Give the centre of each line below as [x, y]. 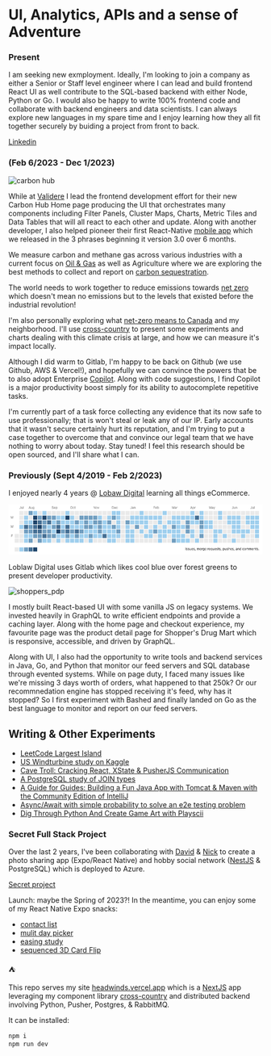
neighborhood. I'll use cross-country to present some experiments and [126, 329]
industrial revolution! [42, 304]
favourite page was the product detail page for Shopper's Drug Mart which [132, 633]
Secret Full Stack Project [57, 834]
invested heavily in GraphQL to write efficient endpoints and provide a [124, 616]
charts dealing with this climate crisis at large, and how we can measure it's [134, 337]
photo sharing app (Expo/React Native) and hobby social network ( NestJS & [134, 861]
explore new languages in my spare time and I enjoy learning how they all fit [134, 118]
